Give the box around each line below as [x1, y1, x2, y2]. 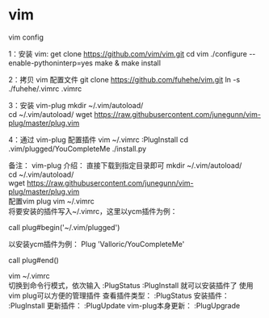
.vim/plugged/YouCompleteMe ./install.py [8, 144, 147, 153]
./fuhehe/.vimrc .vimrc [8, 83, 82, 94]
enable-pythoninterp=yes [8, 58, 93, 68]
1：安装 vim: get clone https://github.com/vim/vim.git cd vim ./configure [8, 48, 248, 58]
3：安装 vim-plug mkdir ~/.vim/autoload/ [8, 100, 144, 110]
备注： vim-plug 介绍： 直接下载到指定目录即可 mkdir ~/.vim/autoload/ [8, 160, 242, 170]
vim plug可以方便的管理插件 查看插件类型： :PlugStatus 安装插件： [8, 291, 230, 300]
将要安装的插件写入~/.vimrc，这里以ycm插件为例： [8, 206, 178, 215]
